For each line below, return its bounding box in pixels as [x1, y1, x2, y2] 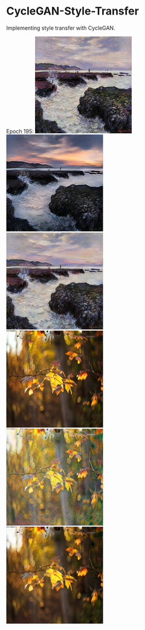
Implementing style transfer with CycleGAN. [6, 24, 116, 31]
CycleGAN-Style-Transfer [6, 4, 139, 18]
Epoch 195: [6, 127, 34, 134]
